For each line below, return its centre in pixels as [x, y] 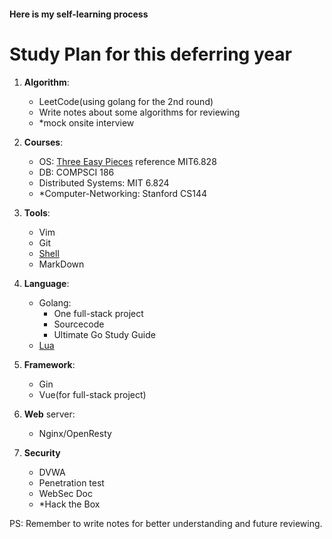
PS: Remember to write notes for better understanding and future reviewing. [166, 523]
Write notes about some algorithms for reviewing [139, 112]
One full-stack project [98, 313]
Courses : [43, 142]
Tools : [37, 212]
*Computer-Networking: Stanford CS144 [123, 193]
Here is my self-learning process [79, 14]
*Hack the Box [69, 504]
